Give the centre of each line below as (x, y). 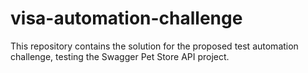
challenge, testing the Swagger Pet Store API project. (120, 56)
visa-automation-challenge (126, 18)
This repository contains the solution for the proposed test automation (154, 46)
